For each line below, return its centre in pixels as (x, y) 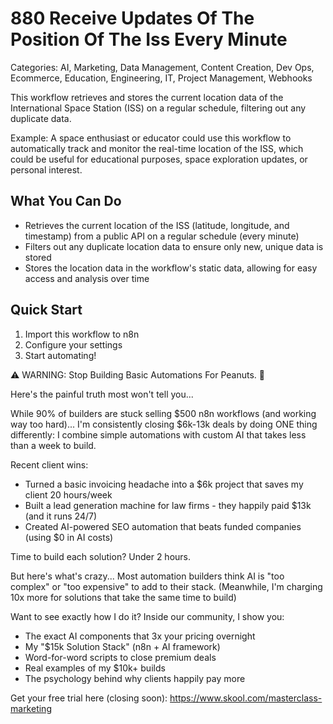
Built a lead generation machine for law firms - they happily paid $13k (168, 505)
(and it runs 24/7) (61, 516)
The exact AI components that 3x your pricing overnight (140, 636)
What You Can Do (66, 201)
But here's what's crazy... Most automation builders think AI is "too (147, 576)
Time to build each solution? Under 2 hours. (101, 556)
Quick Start (46, 310)
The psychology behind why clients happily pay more (135, 678)
